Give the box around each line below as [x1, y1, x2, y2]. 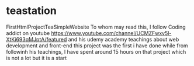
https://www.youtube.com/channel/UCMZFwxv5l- [51, 29, 172, 36]
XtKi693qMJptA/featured [6, 36, 67, 43]
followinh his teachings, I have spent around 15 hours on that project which [6, 48, 186, 55]
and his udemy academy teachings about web [68, 36, 179, 43]
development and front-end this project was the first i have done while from [6, 42, 188, 49]
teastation [6, 4, 57, 18]
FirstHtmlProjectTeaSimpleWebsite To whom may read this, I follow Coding [6, 23, 186, 30]
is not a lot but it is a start [6, 54, 67, 61]
